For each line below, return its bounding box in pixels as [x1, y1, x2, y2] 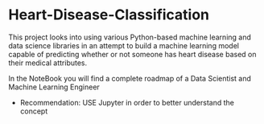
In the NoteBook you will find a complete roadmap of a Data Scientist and [8, 73, 252, 83]
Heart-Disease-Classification [8, 6, 210, 24]
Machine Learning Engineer [8, 82, 101, 92]
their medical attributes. [8, 58, 88, 68]
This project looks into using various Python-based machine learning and [8, 32, 252, 42]
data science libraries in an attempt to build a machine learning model [8, 40, 240, 50]
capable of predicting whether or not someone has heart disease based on [8, 49, 257, 59]
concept [19, 106, 48, 116]
